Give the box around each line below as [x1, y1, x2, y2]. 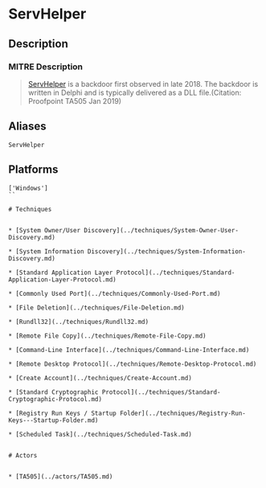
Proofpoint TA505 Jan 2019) [27, 96, 122, 105]
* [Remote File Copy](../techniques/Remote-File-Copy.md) [8, 331, 207, 340]
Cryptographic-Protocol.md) [8, 395, 103, 403]
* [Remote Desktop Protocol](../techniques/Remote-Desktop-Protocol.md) [8, 359, 257, 368]
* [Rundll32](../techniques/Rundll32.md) [8, 318, 149, 326]
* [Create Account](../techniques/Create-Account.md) [8, 374, 193, 382]
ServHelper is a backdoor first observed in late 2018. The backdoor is [27, 79, 259, 88]
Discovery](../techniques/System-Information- [87, 247, 247, 256]
